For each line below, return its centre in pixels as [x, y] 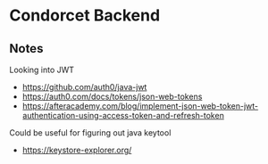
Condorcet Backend [85, 16]
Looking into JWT [42, 70]
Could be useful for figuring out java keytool [90, 133]
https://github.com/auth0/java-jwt [84, 87]
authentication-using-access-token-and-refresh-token [123, 115]
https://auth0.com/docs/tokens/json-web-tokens [112, 96]
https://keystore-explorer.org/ [77, 150]
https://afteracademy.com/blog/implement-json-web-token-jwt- [140, 106]
